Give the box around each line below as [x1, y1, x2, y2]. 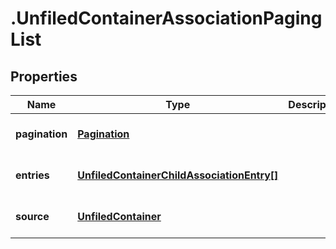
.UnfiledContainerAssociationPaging [10, 7, 323, 30]
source [15, 210, 50, 223]
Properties [10, 68, 78, 85]
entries [15, 168, 50, 182]
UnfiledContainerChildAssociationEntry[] [77, 168, 279, 182]
